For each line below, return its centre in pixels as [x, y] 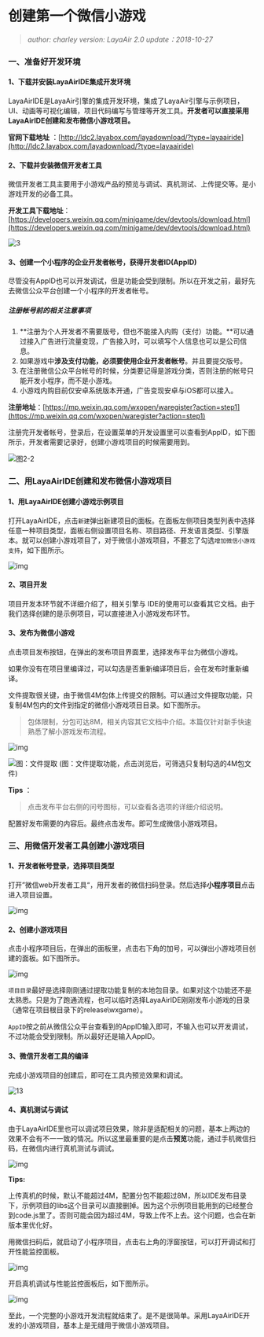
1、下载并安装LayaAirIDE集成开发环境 [70, 82]
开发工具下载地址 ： [39, 211]
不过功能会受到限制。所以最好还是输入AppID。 [84, 1037]
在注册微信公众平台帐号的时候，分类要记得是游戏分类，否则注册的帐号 [133, 371]
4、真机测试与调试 [38, 1110]
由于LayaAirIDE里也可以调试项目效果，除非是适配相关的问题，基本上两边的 [129, 1129]
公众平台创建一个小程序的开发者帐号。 [91, 291]
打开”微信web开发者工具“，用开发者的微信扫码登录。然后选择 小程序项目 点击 [132, 885]
